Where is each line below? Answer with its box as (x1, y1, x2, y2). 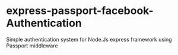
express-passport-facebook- (6, 4, 154, 18)
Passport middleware (6, 42, 58, 49)
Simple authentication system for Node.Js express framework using (6, 36, 172, 43)
